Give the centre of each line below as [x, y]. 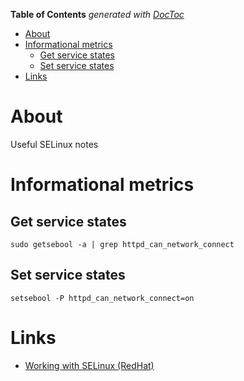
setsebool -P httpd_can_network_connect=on [102, 298]
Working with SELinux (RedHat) [89, 365]
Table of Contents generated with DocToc [97, 14]
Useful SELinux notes [54, 144]
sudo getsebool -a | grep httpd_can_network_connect [122, 244]
